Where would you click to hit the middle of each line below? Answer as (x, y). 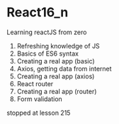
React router (35, 83)
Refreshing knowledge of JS (58, 46)
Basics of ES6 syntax (48, 53)
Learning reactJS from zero (47, 32)
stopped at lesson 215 (39, 113)
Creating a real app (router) (57, 91)
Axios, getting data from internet (64, 68)
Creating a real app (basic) (56, 61)
